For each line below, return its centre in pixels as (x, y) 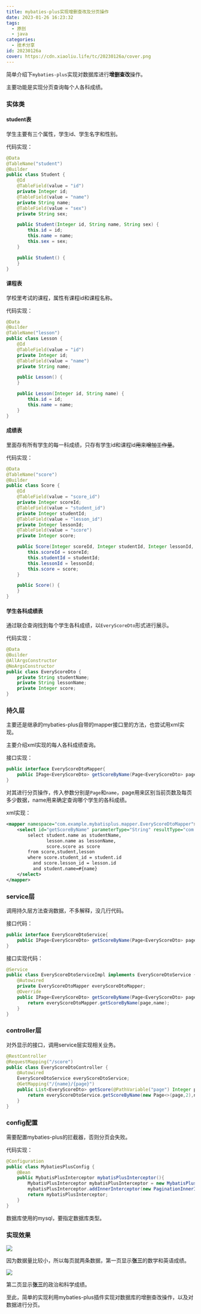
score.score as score (73, 847)
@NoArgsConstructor (31, 666)
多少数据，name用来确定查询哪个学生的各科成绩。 (68, 800)
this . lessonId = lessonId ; (61, 563)
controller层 (24, 1031)
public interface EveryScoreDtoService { (57, 934)
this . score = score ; (53, 569)
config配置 (22, 1123)
